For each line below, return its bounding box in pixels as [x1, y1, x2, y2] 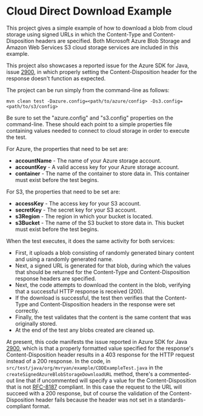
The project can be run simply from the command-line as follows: [6, 86, 170, 93]
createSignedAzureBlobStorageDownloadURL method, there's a [6, 370, 158, 377]
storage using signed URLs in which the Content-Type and [6, 30, 152, 38]
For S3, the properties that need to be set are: [6, 188, 121, 195]
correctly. [15, 307, 39, 314]
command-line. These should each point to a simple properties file [6, 120, 173, 128]
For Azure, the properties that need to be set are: [6, 145, 128, 152]
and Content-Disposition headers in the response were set [29, 300, 176, 307]
